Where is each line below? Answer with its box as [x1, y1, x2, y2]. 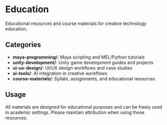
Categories [5, 41, 41, 49]
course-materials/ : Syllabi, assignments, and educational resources [12, 75, 155, 82]
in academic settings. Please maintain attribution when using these [5, 109, 145, 115]
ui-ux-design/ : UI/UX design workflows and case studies [12, 65, 133, 71]
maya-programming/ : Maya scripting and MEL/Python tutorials [12, 54, 145, 60]
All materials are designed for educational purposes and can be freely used [5, 104, 162, 110]
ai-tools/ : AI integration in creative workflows [12, 70, 108, 76]
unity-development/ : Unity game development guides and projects [12, 59, 153, 66]
